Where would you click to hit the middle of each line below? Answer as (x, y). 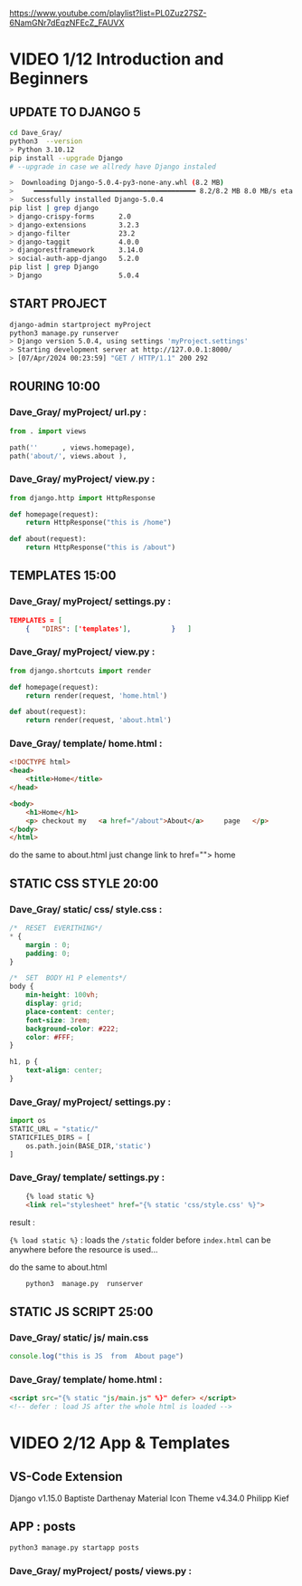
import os (28, 1121)
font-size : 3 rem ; (58, 1020)
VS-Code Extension (66, 1476)
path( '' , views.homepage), (72, 448)
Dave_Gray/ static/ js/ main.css (79, 1338)
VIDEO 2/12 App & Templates (120, 1443)
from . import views (48, 431)
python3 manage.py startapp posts (75, 1547)
